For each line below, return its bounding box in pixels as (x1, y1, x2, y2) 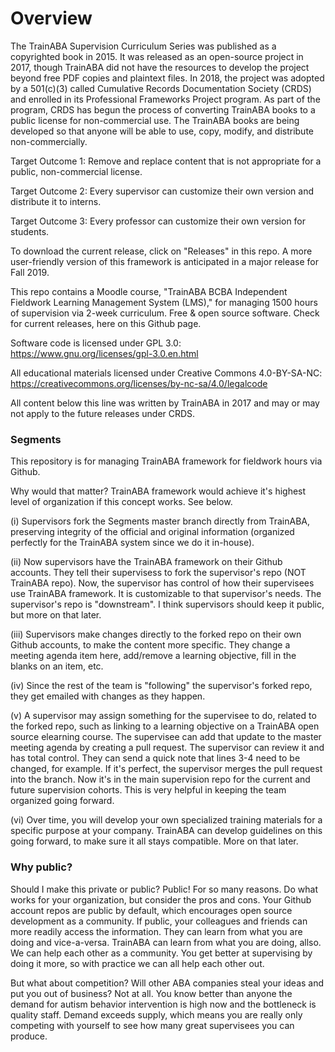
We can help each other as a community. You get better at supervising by (10, 947, 313, 959)
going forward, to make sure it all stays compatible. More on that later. (10, 835, 299, 847)
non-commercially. (10, 135, 88, 147)
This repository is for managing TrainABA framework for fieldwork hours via (10, 455, 323, 467)
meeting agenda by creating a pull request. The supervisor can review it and (10, 742, 325, 754)
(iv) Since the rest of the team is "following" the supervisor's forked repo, (10, 680, 313, 692)
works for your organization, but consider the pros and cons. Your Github (10, 893, 312, 906)
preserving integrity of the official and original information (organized (10, 526, 295, 538)
